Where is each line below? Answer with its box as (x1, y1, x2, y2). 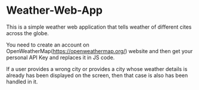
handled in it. (6, 78, 38, 85)
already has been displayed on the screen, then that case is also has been (6, 72, 188, 79)
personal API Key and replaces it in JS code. (6, 54, 115, 61)
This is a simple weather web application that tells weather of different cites (6, 23, 192, 30)
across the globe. (6, 29, 49, 36)
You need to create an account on (6, 41, 89, 48)
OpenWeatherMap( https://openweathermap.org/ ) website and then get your (6, 47, 193, 54)
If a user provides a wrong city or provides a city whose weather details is (6, 65, 188, 72)
